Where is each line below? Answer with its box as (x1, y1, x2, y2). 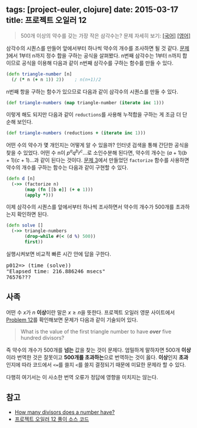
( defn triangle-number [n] (6, 71, 72, 77)
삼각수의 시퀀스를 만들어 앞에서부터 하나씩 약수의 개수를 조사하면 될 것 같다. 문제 (6, 44, 190, 52)
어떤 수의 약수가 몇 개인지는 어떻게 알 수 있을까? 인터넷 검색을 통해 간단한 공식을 (6, 141, 189, 149)
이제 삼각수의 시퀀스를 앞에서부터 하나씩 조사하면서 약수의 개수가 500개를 (6, 203, 175, 211)
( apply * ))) (24, 192, 54, 198)
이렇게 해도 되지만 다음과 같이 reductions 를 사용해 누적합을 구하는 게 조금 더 (6, 111, 181, 118)
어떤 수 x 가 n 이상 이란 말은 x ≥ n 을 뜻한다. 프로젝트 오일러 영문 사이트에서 (6, 308, 175, 316)
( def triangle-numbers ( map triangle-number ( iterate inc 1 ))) (6, 99, 165, 105)
